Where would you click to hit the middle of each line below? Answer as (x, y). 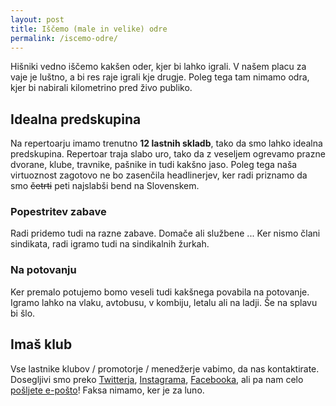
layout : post (37, 19)
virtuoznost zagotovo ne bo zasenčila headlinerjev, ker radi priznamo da (159, 175)
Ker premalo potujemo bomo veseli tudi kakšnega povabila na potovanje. (160, 292)
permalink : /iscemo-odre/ (64, 38)
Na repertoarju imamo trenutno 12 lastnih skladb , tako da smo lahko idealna (166, 143)
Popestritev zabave (58, 212)
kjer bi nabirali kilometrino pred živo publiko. (101, 88)
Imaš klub (41, 344)
